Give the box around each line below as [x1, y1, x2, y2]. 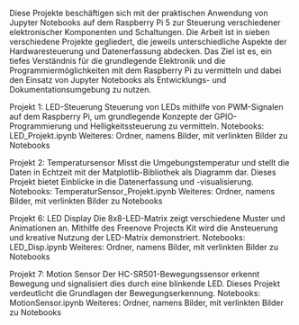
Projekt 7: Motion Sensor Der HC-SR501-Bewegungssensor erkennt [9, 269, 260, 279]
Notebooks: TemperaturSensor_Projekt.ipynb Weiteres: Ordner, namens [9, 186, 276, 196]
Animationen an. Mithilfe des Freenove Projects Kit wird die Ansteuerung [9, 222, 278, 233]
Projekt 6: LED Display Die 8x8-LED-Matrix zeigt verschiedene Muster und [9, 213, 285, 223]
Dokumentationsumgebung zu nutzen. [9, 85, 151, 95]
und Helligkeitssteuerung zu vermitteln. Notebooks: [73, 121, 265, 131]
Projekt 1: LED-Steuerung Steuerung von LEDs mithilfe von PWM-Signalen [9, 102, 284, 112]
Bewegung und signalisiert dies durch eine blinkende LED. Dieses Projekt [9, 278, 281, 289]
